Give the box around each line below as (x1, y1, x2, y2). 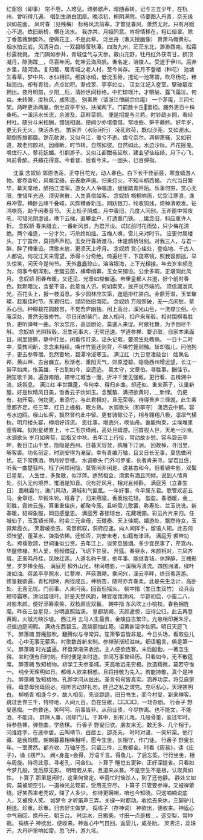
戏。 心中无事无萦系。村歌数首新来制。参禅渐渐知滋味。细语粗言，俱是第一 (6, 638, 193, 645)
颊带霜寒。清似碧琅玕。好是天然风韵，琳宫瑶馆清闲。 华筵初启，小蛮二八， (6, 593, 193, 600)
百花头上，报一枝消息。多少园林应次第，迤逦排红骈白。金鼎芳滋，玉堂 (16, 290, 192, 298)
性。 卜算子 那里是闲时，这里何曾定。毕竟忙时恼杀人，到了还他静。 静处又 (6, 774, 191, 781)
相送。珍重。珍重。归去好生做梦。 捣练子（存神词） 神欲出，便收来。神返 (6, 804, 189, 812)
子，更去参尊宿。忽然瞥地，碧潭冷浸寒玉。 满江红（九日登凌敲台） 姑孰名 (6, 351, 189, 358)
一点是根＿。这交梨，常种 (129, 812, 193, 819)
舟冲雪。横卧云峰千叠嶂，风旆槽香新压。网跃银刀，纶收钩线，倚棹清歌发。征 (6, 200, 197, 207)
